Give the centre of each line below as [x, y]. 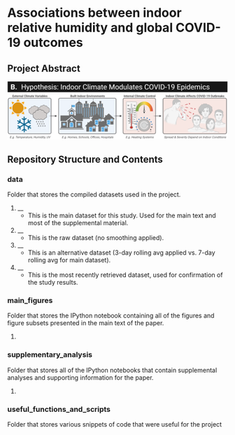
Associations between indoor [94, 13]
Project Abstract [44, 68]
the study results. [53, 283]
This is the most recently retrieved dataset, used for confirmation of [125, 275]
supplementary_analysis [50, 355]
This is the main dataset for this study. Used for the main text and [122, 215]
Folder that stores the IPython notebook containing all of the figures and [111, 315]
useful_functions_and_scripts [59, 409]
